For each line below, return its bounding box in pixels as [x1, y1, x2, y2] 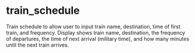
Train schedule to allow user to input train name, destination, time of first [6, 23, 181, 30]
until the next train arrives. [6, 41, 69, 48]
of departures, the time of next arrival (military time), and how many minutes [6, 35, 190, 42]
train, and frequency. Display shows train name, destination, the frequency [6, 29, 186, 36]
